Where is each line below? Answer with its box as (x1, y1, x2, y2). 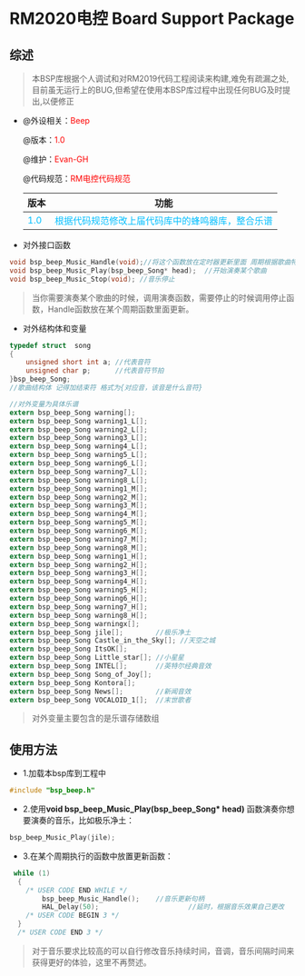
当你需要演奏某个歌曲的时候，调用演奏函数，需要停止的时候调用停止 (31, 292, 287, 303)
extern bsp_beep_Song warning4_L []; (9, 442, 148, 451)
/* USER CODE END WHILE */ (25, 885, 128, 895)
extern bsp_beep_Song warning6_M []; (9, 526, 148, 535)
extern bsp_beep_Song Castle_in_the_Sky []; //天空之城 (9, 636, 216, 645)
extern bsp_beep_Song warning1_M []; (9, 483, 148, 493)
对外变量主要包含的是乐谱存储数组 (31, 712, 160, 723)
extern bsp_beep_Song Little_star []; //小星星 (9, 653, 184, 662)
